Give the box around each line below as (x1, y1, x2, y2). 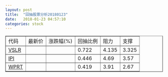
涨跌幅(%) (48, 38, 72, 45)
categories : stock (5, 21, 43, 26)
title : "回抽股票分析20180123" (5, 12, 68, 17)
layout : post (5, 7, 32, 12)
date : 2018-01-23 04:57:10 (5, 16, 66, 21)
